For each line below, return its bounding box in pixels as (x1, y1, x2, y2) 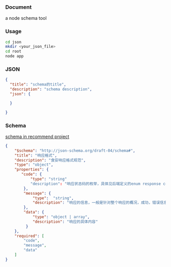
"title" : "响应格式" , (14, 153, 58, 158)
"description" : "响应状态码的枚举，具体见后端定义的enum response (30, 181, 161, 186)
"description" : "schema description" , (10, 87, 93, 92)
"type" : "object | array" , (32, 215, 90, 220)
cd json (5, 39, 22, 44)
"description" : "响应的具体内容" (32, 219, 98, 224)
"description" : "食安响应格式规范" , (14, 157, 86, 163)
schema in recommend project (5, 133, 70, 140)
